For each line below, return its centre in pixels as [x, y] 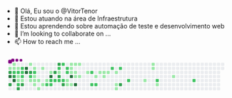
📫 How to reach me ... [47, 42]
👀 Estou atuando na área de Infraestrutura [76, 18]
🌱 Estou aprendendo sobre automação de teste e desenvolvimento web [119, 26]
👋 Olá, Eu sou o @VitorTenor [56, 11]
